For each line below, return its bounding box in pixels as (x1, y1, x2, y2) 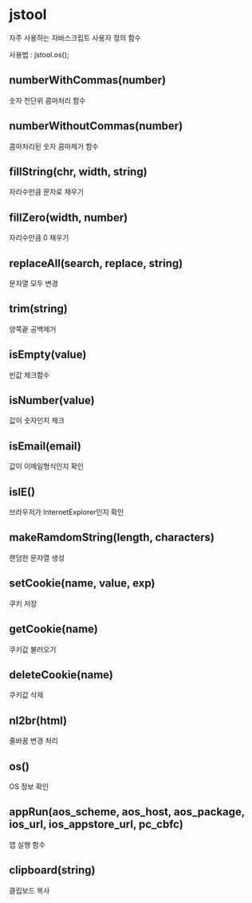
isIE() (9, 485, 35, 499)
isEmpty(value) (9, 348, 87, 362)
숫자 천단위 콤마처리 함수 (9, 96, 86, 105)
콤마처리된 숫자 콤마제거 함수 (9, 141, 99, 151)
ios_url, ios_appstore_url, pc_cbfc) (9, 818, 184, 831)
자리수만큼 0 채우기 (9, 233, 69, 242)
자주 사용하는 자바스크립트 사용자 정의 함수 (9, 33, 142, 42)
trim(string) (9, 302, 69, 316)
